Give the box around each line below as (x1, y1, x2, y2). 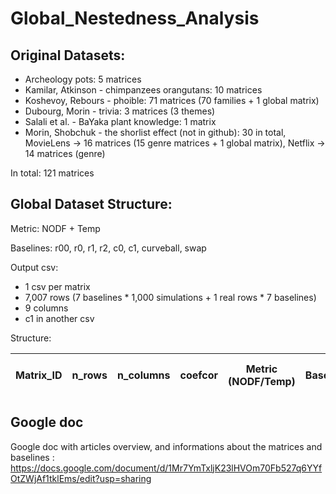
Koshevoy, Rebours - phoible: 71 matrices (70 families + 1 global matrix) (24, 95, 320, 106)
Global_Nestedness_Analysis (10, 7, 260, 30)
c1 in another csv (24, 312, 95, 324)
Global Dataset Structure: (10, 196, 173, 213)
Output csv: (10, 261, 59, 273)
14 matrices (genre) (24, 148, 106, 159)
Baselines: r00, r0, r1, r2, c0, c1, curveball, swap (10, 242, 207, 254)
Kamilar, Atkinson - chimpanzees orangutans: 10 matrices (24, 84, 263, 96)
